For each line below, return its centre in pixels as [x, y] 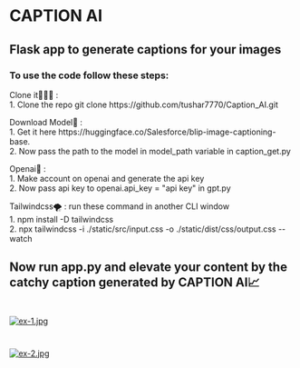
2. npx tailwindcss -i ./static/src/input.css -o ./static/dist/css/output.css [143, 229]
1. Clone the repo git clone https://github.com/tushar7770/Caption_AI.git [144, 104]
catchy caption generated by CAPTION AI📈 [135, 283]
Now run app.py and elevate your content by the [149, 268]
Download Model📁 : [46, 122]
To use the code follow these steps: [89, 75]
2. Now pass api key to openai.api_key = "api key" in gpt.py [120, 188]
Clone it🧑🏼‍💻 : [34, 94]
